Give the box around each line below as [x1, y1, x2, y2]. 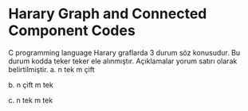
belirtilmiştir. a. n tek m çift [8, 64, 95, 74]
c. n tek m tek [8, 95, 53, 105]
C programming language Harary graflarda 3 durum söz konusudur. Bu [8, 48, 241, 57]
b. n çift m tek [8, 80, 53, 90]
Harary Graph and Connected [8, 5, 207, 23]
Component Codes [8, 21, 136, 40]
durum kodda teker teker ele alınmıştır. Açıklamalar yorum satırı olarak [8, 56, 238, 66]
